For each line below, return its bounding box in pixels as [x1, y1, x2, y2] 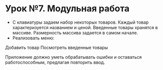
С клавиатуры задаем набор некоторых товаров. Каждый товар [12, 19, 149, 25]
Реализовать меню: [12, 35, 55, 41]
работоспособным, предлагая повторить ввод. [5, 59, 105, 65]
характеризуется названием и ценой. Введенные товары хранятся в [12, 24, 158, 30]
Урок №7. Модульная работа [5, 3, 130, 14]
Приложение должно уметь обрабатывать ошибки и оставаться [5, 54, 142, 60]
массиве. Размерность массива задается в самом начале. [12, 30, 138, 35]
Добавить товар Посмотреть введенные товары [5, 44, 108, 50]
